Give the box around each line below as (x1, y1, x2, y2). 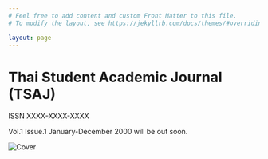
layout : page (8, 34, 52, 42)
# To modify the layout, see (8, 19, 105, 27)
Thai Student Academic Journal (8, 68, 223, 86)
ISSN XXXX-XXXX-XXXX (8, 111, 89, 121)
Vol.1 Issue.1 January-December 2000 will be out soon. (8, 127, 188, 137)
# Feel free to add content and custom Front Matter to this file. (8, 11, 238, 20)
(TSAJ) (8, 85, 56, 103)
